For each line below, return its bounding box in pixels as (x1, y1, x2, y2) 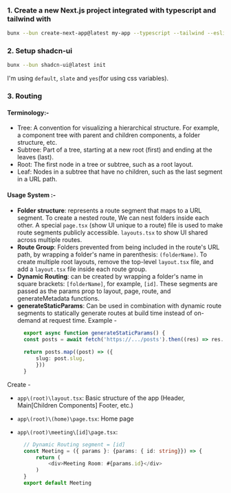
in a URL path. (16, 175, 57, 183)
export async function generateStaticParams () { (23, 330, 166, 336)
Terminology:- (7, 108, 49, 117)
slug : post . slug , (35, 355, 86, 362)
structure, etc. (16, 139, 57, 147)
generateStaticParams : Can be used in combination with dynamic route (16, 301, 222, 310)
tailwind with (7, 14, 52, 23)
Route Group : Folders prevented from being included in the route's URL (16, 243, 220, 251)
